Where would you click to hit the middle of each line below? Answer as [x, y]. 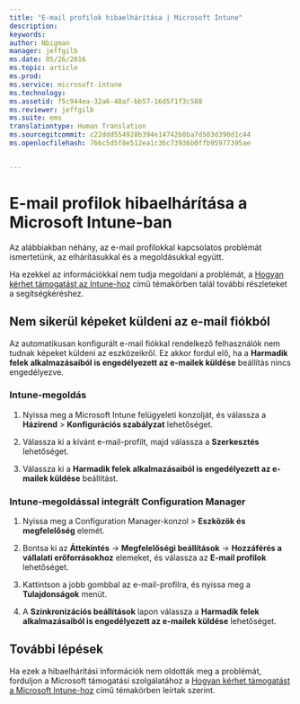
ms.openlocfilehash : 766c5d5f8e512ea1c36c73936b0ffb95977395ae [130, 143]
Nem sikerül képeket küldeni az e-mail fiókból [140, 321]
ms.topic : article [44, 68]
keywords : [28, 34]
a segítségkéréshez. [47, 293]
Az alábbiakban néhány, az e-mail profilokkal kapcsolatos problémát [136, 247]
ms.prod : [26, 76]
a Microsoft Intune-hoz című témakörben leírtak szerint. [112, 690]
